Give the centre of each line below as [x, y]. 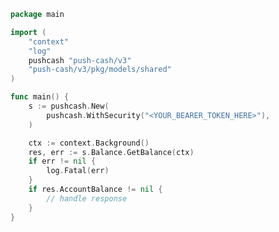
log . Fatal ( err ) [78, 171]
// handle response [87, 198]
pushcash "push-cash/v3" [80, 60]
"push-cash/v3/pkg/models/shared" [100, 70]
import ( [28, 32]
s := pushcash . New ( [69, 106]
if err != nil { [62, 161]
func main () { [40, 97]
